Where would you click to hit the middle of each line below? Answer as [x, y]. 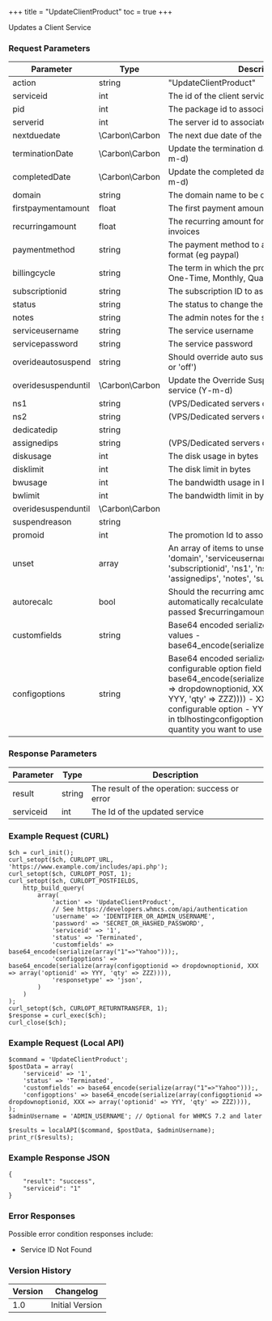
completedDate [42, 177]
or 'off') [183, 367]
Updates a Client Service [50, 27]
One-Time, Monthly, [207, 278]
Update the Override [207, 380]
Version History [40, 1270]
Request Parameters [49, 48]
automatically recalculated [218, 602]
